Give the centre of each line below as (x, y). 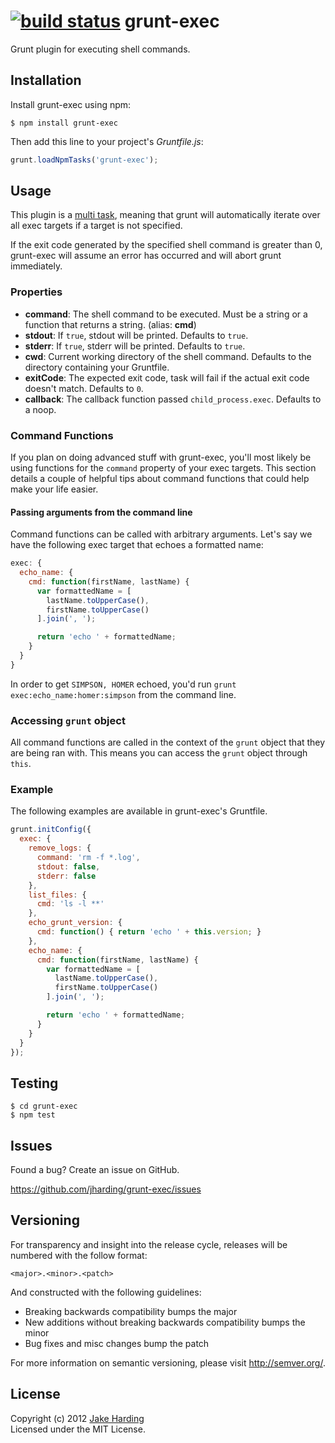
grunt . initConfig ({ (51, 830)
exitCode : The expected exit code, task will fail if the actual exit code (167, 377)
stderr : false (66, 876)
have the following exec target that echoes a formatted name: (137, 545)
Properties (36, 292)
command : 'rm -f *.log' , (88, 858)
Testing (34, 1083)
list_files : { (57, 895)
